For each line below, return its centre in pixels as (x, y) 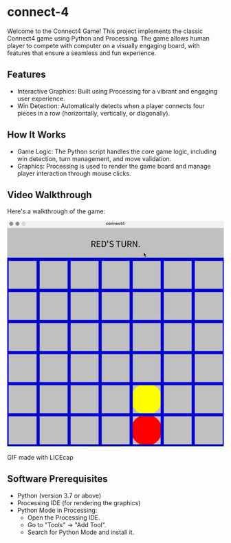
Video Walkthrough (49, 194)
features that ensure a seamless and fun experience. (82, 53)
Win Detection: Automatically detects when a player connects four (111, 106)
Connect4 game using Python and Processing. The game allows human (108, 38)
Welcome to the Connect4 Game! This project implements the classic (105, 31)
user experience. (41, 98)
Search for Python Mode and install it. (81, 532)
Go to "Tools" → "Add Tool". (67, 524)
